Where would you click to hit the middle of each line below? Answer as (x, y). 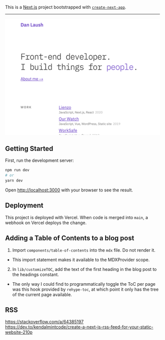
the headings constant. (35, 274)
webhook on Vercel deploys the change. (46, 223)
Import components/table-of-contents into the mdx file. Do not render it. (84, 250)
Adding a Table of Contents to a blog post (70, 238)
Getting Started (29, 148)
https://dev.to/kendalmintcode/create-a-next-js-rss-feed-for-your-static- (79, 327)
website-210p (19, 332)
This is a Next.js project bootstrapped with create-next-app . (66, 7)
